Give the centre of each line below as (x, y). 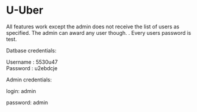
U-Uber (25, 10)
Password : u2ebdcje (32, 68)
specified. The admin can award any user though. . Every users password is (98, 32)
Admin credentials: (29, 80)
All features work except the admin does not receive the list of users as (93, 27)
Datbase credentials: (31, 50)
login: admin (21, 91)
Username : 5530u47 (32, 62)
